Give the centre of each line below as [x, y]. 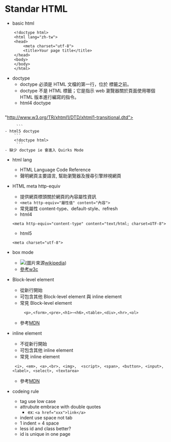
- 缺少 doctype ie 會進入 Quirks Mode [44, 150]
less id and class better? [45, 428]
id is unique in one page [45, 434]
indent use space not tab [46, 417]
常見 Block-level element [46, 303]
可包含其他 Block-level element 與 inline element [71, 297]
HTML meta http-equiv [36, 186]
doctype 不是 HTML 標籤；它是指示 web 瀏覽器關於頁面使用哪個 [88, 90]
